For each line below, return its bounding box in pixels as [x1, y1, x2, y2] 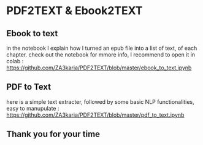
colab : [6, 58, 24, 65]
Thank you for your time [6, 129, 100, 139]
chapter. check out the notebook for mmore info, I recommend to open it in [6, 51, 195, 58]
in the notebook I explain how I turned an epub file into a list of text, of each [6, 44, 197, 52]
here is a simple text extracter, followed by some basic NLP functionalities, [6, 98, 194, 105]
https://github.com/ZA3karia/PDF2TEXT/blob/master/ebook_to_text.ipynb [6, 64, 192, 71]
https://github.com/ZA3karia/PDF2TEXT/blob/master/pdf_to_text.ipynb [6, 111, 185, 119]
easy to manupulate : [6, 104, 59, 112]
